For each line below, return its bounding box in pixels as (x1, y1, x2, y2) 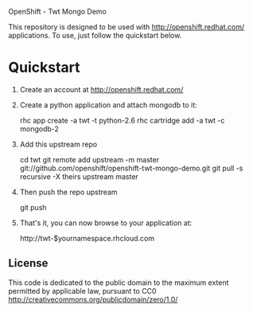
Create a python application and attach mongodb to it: (19, 99, 197, 110)
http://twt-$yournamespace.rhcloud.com (19, 233, 155, 243)
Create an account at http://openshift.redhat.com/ (19, 84, 184, 94)
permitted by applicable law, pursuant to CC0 (8, 286, 157, 295)
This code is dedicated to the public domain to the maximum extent (8, 278, 229, 287)
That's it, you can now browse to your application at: (19, 218, 193, 228)
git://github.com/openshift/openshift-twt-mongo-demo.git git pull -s (19, 163, 243, 173)
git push (19, 202, 47, 212)
